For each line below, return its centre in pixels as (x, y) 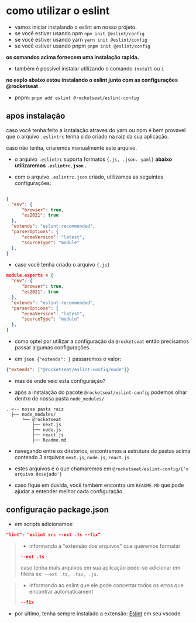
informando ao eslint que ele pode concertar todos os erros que (106, 585)
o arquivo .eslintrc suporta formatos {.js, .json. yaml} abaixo (93, 159)
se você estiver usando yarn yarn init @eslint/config (81, 39)
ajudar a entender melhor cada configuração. (69, 491)
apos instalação (36, 116)
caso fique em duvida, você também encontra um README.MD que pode (99, 485)
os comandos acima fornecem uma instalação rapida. (73, 57)
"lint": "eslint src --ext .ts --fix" (53, 535)
